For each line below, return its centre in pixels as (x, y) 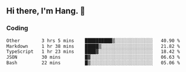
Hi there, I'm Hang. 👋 (46, 11)
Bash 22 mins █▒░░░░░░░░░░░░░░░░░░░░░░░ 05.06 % (93, 63)
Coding (17, 28)
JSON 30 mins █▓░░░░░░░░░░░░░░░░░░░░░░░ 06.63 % (93, 58)
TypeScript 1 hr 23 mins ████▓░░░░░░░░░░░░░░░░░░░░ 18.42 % (93, 52)
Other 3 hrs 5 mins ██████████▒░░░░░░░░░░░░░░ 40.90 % (93, 40)
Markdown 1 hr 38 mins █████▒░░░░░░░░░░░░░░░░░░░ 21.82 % (93, 46)
